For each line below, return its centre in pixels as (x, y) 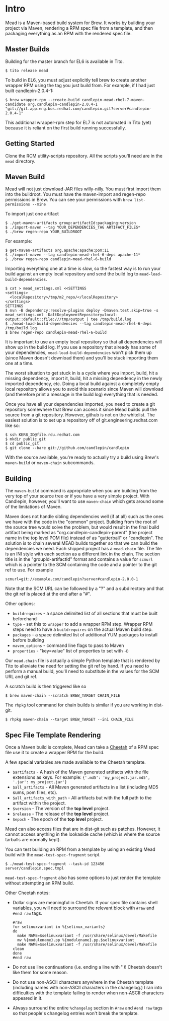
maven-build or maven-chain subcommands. (50, 463)
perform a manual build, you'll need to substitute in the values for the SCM (82, 671)
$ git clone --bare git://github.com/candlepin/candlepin (67, 448)
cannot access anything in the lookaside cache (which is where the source (82, 834)
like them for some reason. (40, 972)
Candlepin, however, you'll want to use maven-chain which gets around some (84, 501)
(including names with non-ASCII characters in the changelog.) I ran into (87, 988)
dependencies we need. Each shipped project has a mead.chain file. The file (83, 549)
